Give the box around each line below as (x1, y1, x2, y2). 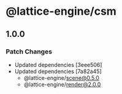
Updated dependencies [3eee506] (14, 61, 102, 68)
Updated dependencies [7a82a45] (14, 68, 102, 75)
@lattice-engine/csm (6, 4, 117, 18)
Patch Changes (6, 47, 53, 56)
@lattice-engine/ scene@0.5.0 (23, 74, 99, 81)
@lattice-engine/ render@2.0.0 (23, 80, 101, 88)
